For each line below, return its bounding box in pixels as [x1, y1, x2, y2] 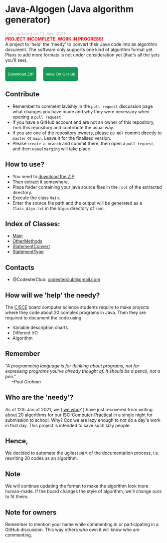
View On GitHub [45, 71, 76, 77]
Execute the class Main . [12, 195, 61, 201]
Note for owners [5, 508, 57, 517]
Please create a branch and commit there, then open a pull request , [12, 140, 155, 146]
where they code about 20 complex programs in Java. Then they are [5, 309, 146, 315]
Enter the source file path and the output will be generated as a [12, 200, 142, 206]
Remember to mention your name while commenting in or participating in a [5, 522, 159, 528]
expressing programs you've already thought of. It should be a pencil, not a [5, 368, 161, 374]
